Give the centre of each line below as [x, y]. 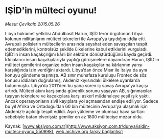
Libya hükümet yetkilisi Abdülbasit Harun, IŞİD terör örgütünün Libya [74, 33]
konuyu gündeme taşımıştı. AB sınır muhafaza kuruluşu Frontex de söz [76, 75]
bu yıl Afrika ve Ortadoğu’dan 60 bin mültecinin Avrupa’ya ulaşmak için [76, 106]
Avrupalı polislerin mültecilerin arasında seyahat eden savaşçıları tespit [76, 44]
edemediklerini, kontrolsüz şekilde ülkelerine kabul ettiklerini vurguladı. [76, 49]
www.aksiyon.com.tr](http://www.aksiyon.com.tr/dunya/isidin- [87, 126]
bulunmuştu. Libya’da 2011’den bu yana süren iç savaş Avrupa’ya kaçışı [77, 85]
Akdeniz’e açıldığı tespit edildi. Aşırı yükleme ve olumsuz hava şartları [75, 111]
